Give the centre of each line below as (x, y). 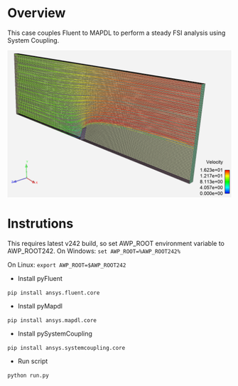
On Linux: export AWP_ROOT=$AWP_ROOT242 (67, 264)
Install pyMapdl (40, 306)
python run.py (28, 375)
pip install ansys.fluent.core (54, 293)
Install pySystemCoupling (55, 333)
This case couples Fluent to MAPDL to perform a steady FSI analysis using (117, 33)
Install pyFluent (40, 278)
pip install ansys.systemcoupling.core (66, 348)
